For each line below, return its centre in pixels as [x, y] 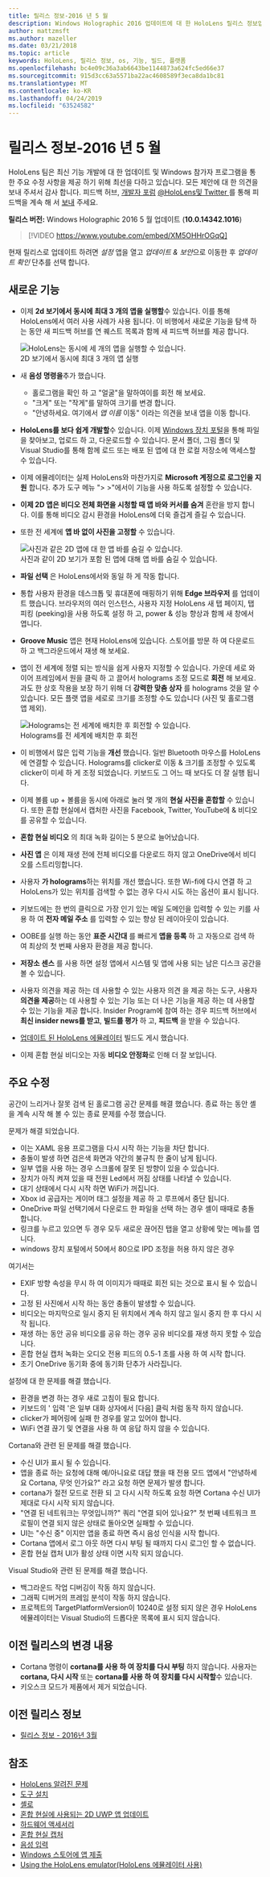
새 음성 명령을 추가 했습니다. [63, 375]
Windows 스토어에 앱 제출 [61, 1854]
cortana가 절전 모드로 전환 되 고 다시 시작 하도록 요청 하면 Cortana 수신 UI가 [140, 1492]
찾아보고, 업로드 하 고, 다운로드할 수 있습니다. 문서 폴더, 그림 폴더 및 [134, 439]
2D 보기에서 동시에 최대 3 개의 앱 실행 [79, 358]
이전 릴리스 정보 [45, 1714]
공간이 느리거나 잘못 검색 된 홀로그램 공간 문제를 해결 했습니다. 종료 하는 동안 [128, 1103]
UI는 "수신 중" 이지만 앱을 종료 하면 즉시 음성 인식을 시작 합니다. [120, 1533]
